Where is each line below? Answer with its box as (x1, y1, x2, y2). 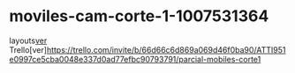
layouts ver (9, 35, 48, 46)
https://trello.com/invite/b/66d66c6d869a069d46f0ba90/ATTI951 (46, 44, 286, 55)
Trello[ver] (9, 44, 47, 55)
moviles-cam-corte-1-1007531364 (9, 6, 269, 26)
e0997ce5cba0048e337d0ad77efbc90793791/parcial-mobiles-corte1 (9, 54, 261, 64)
